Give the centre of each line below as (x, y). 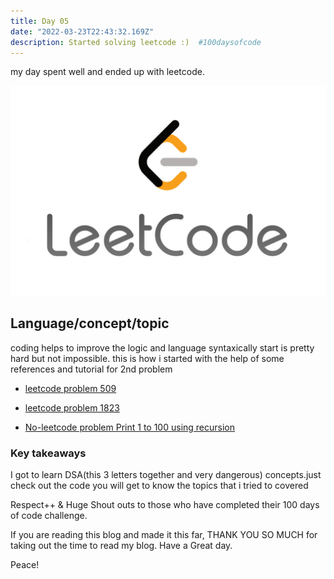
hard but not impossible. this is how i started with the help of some (147, 358)
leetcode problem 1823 (72, 407)
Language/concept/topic (90, 323)
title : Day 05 (40, 21)
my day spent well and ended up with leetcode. (107, 72)
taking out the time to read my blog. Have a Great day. (121, 546)
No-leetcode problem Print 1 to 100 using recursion (130, 427)
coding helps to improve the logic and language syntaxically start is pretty (162, 347)
